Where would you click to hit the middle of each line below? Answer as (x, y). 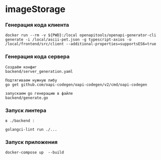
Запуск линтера (26, 110)
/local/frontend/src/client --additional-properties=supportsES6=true (81, 44)
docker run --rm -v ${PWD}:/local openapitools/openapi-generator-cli (81, 35)
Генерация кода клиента (37, 25)
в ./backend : (20, 121)
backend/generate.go (27, 98)
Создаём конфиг (21, 67)
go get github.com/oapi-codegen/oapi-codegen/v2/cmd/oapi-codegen (76, 85)
